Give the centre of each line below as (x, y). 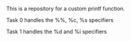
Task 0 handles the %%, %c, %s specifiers (60, 20)
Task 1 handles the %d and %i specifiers (57, 31)
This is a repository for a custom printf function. (65, 9)
